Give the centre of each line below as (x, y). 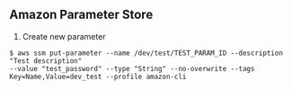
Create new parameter (64, 36)
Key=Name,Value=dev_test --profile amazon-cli (98, 76)
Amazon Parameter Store (81, 15)
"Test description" (46, 61)
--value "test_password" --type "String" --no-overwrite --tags (132, 68)
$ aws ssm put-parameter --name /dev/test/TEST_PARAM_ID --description (146, 53)
